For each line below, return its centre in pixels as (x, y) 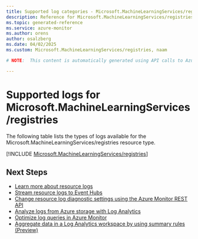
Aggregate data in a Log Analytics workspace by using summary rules (100, 224)
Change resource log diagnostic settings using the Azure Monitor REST (101, 199)
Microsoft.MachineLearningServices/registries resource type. (81, 142)
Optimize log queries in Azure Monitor (61, 218)
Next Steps (27, 172)
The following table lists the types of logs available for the (76, 136)
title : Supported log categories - (50, 11)
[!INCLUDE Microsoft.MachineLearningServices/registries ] (77, 154)
